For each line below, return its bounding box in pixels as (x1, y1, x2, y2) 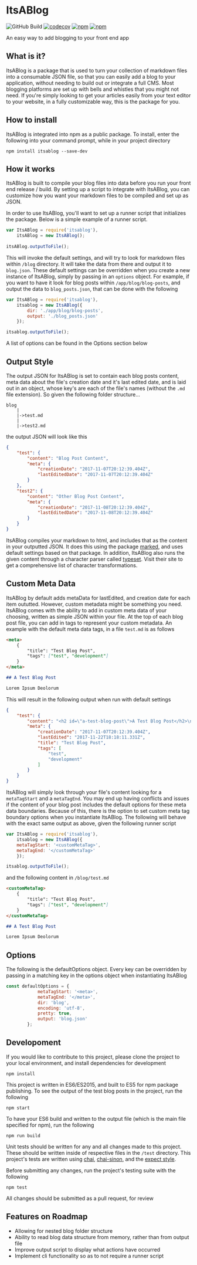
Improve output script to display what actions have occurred (14, 1246, 161, 1253)
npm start (6, 1105, 30, 1111)
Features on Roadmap (6, 1212, 88, 1222)
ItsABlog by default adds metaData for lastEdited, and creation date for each (6, 594, 191, 601)
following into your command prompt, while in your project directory (6, 137, 171, 144)
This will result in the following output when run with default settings (6, 696, 171, 703)
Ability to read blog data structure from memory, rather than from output (14, 1233, 189, 1240)
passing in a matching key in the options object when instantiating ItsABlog (6, 972, 188, 979)
